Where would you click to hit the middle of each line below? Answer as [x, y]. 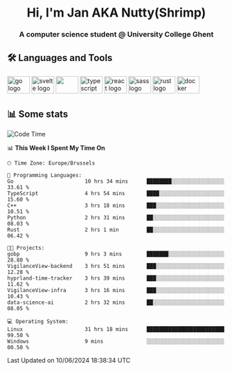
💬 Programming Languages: [44, 175]
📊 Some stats [38, 114]
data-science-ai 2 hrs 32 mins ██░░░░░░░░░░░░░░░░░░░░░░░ [116, 302]
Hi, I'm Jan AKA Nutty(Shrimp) [116, 13]
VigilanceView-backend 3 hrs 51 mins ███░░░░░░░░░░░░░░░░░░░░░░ [116, 266]
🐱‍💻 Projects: [26, 248]
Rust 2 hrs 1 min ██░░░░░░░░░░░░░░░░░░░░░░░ [116, 230]
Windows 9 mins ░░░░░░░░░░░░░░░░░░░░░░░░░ [116, 342]
